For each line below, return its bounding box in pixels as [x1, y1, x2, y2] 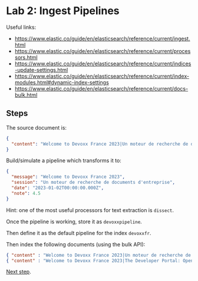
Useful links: [6, 24, 37, 31]
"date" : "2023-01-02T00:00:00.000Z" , [11, 185, 104, 191]
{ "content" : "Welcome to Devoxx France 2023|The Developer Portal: [6, 257, 181, 263]
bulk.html [14, 91, 38, 98]
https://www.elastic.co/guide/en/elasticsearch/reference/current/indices [14, 60, 192, 67]
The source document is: [6, 124, 67, 131]
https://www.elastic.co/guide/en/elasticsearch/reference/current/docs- [14, 85, 189, 92]
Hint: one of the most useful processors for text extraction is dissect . [6, 206, 174, 213]
